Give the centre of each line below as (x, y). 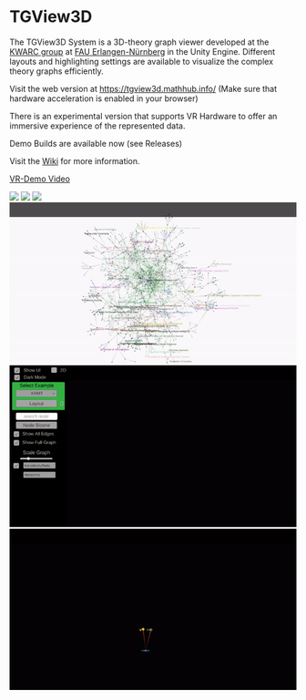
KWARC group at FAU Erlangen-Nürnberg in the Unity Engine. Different (143, 51)
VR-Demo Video (40, 179)
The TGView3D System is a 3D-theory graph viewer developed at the (139, 42)
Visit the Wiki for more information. (75, 160)
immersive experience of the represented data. (97, 126)
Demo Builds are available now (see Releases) (96, 143)
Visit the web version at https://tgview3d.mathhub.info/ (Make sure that (143, 88)
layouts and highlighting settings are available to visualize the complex (142, 61)
